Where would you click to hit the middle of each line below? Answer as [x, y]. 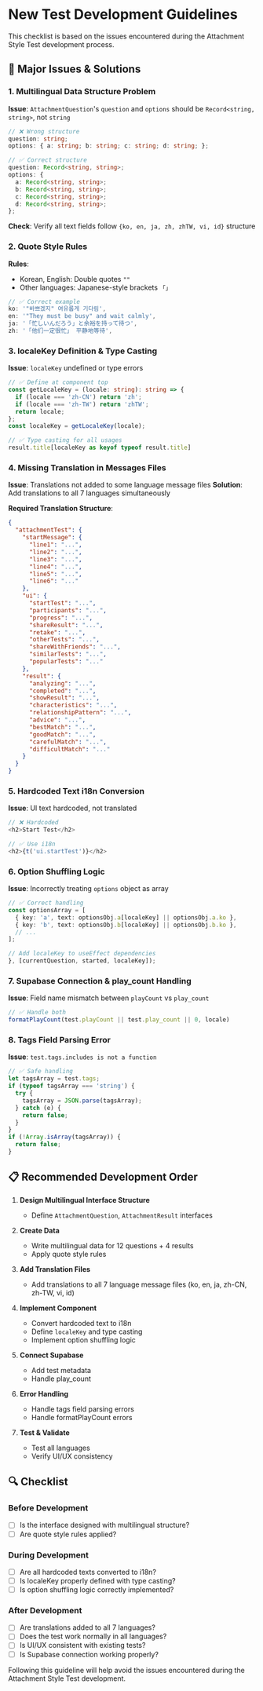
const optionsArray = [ [47, 910]
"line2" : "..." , [55, 552]
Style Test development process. [62, 44]
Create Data [40, 1230]
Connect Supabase [51, 1355]
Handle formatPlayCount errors [82, 1417]
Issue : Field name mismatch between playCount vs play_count [109, 998]
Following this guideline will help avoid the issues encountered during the [126, 1670]
